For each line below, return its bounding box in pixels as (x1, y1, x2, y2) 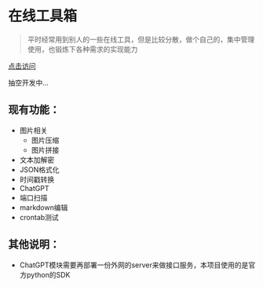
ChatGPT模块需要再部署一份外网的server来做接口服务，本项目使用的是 (19, 260, 249, 270)
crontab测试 (19, 212, 59, 222)
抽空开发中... (8, 78, 49, 87)
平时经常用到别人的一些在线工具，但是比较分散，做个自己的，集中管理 (27, 35, 255, 44)
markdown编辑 (19, 202, 68, 212)
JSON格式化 (19, 164, 60, 174)
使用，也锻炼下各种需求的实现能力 (27, 44, 138, 53)
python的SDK (26, 270, 71, 279)
